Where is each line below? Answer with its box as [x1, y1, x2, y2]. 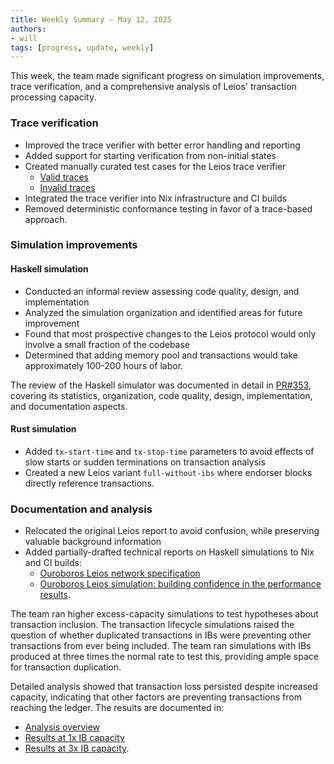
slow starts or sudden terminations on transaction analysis [24, 456, 266, 468]
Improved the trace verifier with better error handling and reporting [24, 139, 301, 151]
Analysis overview [24, 721, 101, 733]
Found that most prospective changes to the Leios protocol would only [24, 327, 317, 340]
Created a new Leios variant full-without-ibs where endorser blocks [24, 466, 313, 478]
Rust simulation [10, 423, 77, 435]
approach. [24, 213, 68, 225]
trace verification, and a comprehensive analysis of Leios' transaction [10, 81, 297, 93]
